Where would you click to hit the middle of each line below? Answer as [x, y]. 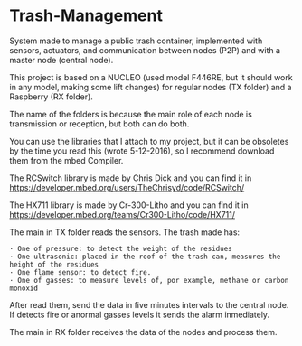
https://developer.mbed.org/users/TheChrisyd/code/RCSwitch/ [127, 187]
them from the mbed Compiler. [66, 160]
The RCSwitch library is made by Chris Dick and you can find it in [131, 178]
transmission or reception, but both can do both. [99, 124]
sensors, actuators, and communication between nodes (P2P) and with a [145, 50]
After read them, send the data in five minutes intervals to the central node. [149, 304]
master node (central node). [61, 60]
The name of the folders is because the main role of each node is [131, 114]
